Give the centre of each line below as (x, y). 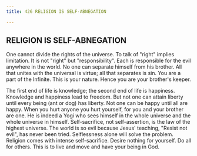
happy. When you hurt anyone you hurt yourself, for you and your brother (95, 110)
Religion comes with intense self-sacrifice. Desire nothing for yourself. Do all (99, 141)
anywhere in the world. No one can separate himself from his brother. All (94, 67)
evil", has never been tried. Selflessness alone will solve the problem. (90, 134)
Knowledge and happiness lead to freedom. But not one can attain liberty (95, 97)
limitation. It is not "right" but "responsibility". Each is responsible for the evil (98, 61)
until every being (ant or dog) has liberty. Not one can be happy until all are (97, 103)
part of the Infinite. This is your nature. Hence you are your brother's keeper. (98, 79)
